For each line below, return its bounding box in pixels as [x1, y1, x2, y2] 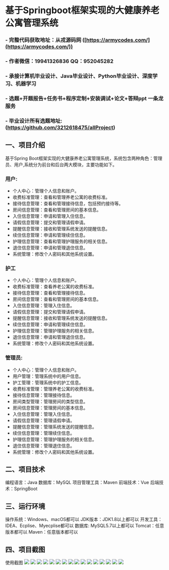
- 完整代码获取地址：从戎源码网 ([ [5, 36, 87, 43]
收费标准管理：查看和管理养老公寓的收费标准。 [12, 194, 110, 200]
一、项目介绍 [5, 141, 45, 150]
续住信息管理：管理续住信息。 [12, 430, 75, 436]
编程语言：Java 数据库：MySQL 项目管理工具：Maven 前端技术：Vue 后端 [5, 480, 159, 486]
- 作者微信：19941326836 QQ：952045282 [5, 58, 114, 65]
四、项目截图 [5, 545, 45, 554]
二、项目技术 [5, 465, 45, 473]
